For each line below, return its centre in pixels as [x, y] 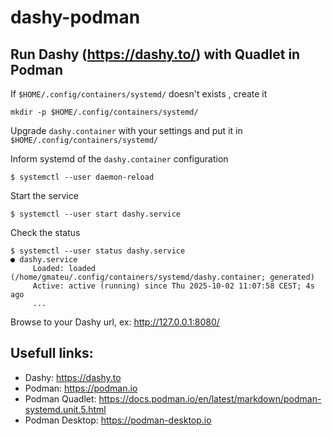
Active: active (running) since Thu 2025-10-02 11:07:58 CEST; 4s [173, 286]
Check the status [45, 232]
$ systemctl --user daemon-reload [82, 177]
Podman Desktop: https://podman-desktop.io [118, 420]
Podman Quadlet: [60, 398]
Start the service [44, 195]
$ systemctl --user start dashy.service [96, 214]
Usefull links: [52, 353]
